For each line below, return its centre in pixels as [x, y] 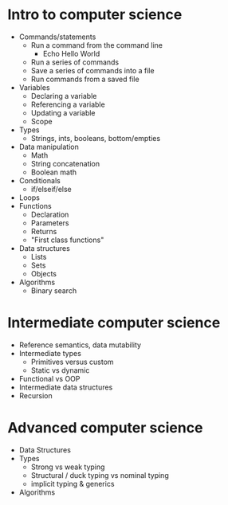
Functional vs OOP [49, 378]
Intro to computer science [95, 15]
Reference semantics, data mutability [80, 345]
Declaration [50, 214]
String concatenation [65, 163]
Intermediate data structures [66, 387]
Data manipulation [49, 147]
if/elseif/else [51, 189]
